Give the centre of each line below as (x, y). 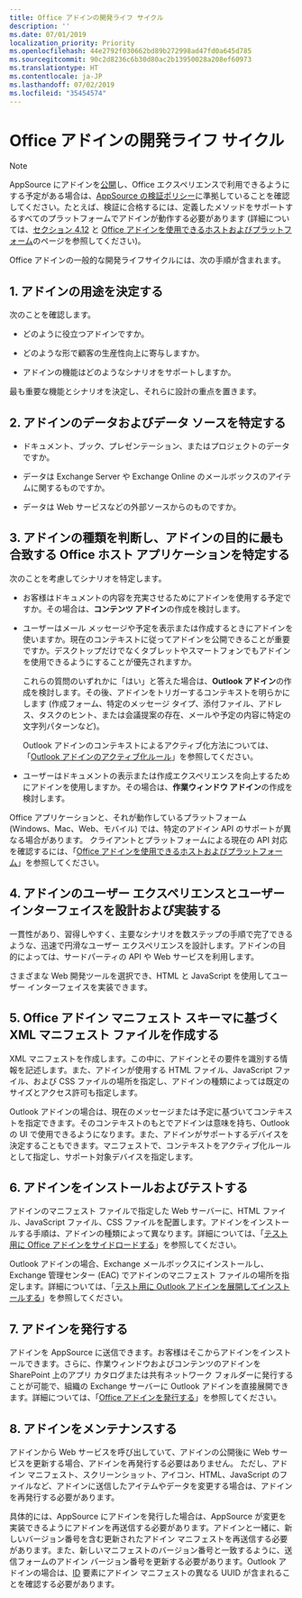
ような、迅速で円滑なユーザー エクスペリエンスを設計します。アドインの (144, 945)
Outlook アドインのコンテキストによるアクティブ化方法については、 (148, 745)
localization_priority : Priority (72, 43)
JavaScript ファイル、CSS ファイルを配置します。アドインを (137, 1222)
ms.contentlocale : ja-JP (56, 77)
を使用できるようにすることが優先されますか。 (109, 661)
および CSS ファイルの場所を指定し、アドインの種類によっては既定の (161, 1081)
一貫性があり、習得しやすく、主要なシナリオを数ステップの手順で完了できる (151, 933)
